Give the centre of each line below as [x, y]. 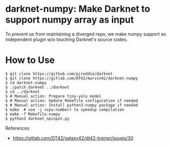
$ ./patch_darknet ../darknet [38, 87]
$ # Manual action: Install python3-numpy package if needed [72, 105]
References [17, 128]
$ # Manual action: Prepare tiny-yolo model [53, 96]
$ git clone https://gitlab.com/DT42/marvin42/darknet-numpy [72, 78]
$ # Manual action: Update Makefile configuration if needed [72, 100]
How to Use [30, 60]
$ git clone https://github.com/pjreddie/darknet [59, 74]
